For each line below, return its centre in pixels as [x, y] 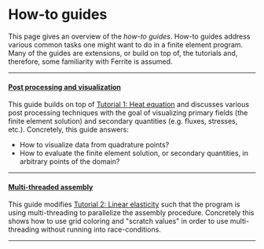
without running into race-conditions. [101, 229]
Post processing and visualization [65, 87]
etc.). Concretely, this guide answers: [69, 130]
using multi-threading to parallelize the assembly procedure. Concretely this [131, 213]
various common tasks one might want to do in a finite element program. [126, 44]
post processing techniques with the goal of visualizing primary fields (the [128, 113]
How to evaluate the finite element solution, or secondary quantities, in [134, 153]
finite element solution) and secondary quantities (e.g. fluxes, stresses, [123, 121]
